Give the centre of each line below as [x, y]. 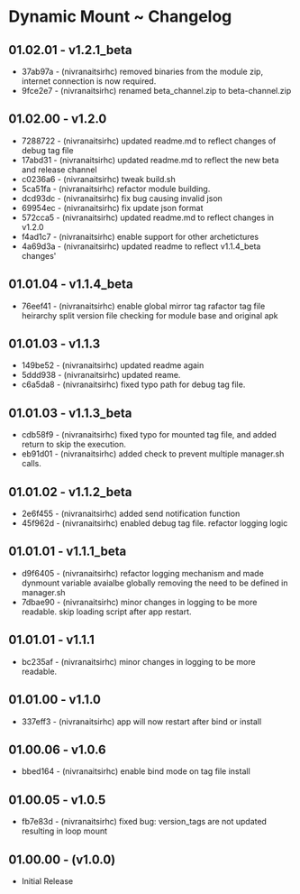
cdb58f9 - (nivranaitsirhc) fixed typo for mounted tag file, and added [149, 435]
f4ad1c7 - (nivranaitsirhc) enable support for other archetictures [140, 236]
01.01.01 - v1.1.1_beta [68, 552]
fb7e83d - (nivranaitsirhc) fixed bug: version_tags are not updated [144, 822]
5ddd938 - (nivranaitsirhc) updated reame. [101, 375]
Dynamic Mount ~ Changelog [120, 17]
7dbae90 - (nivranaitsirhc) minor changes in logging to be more [139, 602]
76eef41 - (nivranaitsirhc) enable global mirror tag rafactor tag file [143, 306]
